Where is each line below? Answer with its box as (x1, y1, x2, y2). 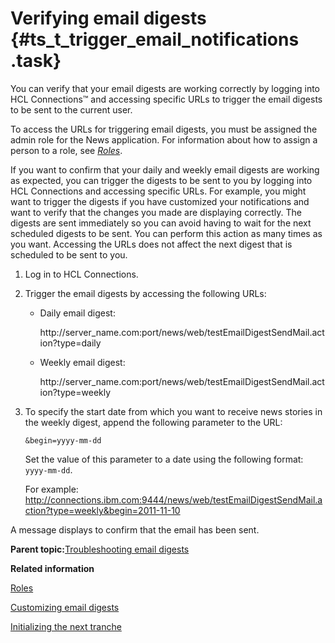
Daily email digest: (39, 307, 116, 319)
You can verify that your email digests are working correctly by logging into (10, 82, 321, 94)
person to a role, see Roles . (10, 144, 123, 156)
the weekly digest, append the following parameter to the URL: (24, 416, 283, 428)
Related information (10, 562, 95, 574)
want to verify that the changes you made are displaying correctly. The (10, 206, 302, 218)
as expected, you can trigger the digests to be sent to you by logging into (10, 174, 313, 186)
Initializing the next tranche (10, 620, 122, 632)
